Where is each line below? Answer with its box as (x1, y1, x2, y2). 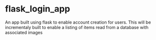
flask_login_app (5, 3, 70, 14)
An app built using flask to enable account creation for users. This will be (5, 19, 151, 25)
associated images (5, 29, 43, 35)
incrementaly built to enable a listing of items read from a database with (5, 24, 149, 30)
